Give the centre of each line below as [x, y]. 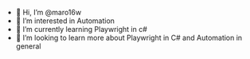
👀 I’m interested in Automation [65, 21]
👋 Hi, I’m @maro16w [49, 12]
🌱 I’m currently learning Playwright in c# [81, 29]
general [28, 46]
